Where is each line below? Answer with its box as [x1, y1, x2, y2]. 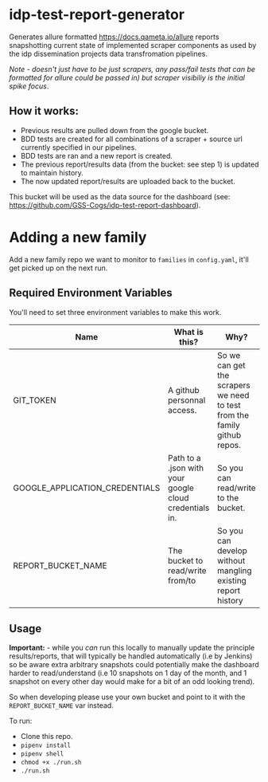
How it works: [9, 104, 79, 118]
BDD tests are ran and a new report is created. [20, 151, 173, 160]
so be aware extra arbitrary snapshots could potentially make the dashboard [9, 660, 259, 670]
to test [216, 399, 241, 411]
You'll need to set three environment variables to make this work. [9, 307, 222, 316]
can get [216, 360, 246, 371]
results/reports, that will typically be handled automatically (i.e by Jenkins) [9, 651, 253, 661]
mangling [216, 564, 253, 576]
